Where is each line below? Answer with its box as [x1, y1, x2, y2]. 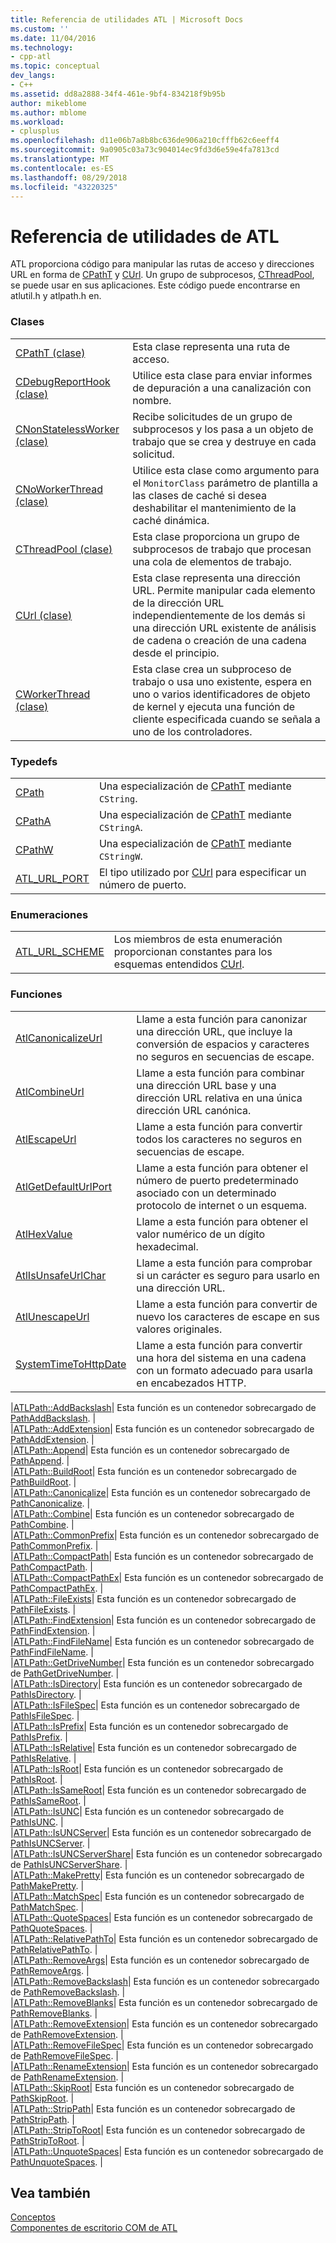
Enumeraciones [10, 907, 89, 921]
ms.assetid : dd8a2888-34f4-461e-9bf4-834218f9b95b [10, 89, 226, 99]
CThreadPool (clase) [15, 542, 113, 556]
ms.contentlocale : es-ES [10, 163, 114, 173]
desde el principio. [132, 646, 220, 660]
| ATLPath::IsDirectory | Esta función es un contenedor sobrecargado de [10, 1677, 303, 1690]
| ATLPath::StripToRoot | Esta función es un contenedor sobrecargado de [10, 2124, 306, 2136]
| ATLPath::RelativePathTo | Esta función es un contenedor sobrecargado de [10, 1932, 318, 1945]
